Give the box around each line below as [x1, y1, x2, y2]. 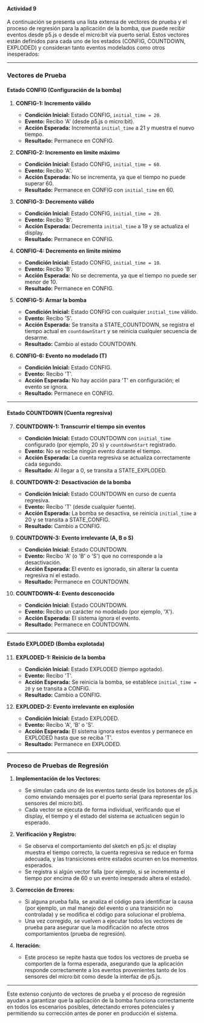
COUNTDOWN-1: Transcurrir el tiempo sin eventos [15, 423, 146, 430]
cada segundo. [24, 460, 62, 468]
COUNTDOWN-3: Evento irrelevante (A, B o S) [15, 534, 134, 541]
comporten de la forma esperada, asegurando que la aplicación [24, 960, 183, 967]
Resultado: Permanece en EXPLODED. [24, 740, 122, 747]
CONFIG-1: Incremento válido [15, 100, 91, 107]
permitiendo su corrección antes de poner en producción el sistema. [7, 1010, 178, 1017]
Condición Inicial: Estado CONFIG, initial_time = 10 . [24, 259, 161, 267]
